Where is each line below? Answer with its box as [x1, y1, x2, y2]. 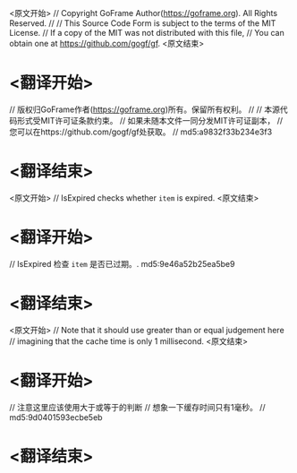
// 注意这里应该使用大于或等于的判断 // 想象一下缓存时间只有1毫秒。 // [9, 401, 266, 412]
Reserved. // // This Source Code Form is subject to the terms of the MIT [9, 18, 276, 29]
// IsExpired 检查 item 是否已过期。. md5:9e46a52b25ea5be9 [9, 258, 235, 269]
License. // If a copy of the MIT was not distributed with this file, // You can [9, 28, 284, 38]
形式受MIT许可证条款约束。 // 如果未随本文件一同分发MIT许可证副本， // [16, 115, 284, 125]
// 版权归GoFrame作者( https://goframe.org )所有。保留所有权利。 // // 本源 [9, 104, 280, 115]
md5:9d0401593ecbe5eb [9, 411, 103, 423]
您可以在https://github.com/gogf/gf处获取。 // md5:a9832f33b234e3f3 [9, 126, 273, 137]
